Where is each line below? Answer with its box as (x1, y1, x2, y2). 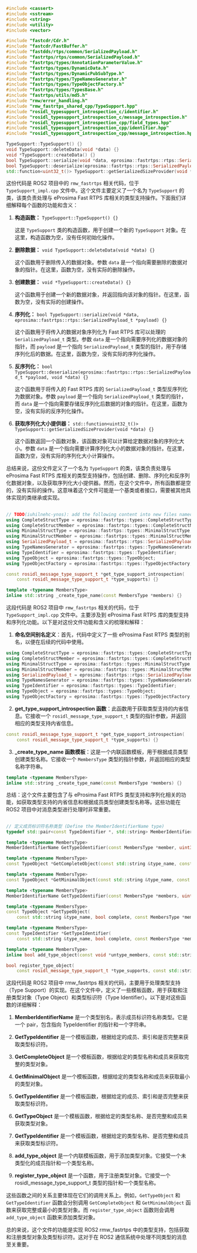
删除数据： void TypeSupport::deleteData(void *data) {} (14, 246, 155, 253)
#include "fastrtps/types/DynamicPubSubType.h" (6, 70, 125, 76)
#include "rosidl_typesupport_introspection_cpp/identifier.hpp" (6, 125, 169, 131)
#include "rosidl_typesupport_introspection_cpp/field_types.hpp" (6, 120, 172, 125)
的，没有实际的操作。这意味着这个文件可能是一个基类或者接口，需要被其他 (6, 487, 186, 494)
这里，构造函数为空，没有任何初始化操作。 (14, 234, 118, 241)
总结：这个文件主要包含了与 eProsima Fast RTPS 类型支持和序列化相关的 (6, 792, 181, 799)
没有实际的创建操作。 (35, 298, 87, 305)
